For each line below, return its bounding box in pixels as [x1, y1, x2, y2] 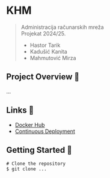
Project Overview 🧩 [6, 72, 80, 82]
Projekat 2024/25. [20, 29, 66, 37]
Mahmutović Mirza [29, 54, 76, 61]
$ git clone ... [6, 166, 47, 172]
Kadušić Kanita [29, 48, 67, 55]
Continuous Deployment [14, 127, 75, 135]
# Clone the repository [6, 161, 66, 167]
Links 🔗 [6, 105, 34, 115]
